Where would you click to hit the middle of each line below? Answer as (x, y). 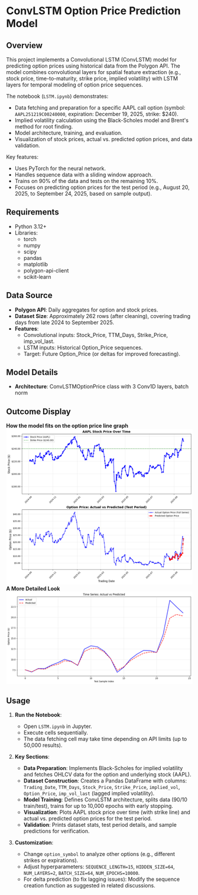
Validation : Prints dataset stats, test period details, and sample (100, 825)
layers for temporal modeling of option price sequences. (74, 85)
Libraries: (26, 233)
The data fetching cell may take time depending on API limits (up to (105, 739)
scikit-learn (37, 277)
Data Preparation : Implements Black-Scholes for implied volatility (103, 768)
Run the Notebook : (38, 715)
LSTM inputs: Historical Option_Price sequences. (83, 347)
